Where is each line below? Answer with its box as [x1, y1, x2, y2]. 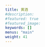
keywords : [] [5, 25, 32, 30]
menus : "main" [5, 30, 35, 35]
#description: [5, 12, 35, 17]
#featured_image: [5, 21, 41, 26]
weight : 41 [5, 35, 28, 40]
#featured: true [5, 16, 39, 21]
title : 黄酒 [5, 7, 28, 12]
